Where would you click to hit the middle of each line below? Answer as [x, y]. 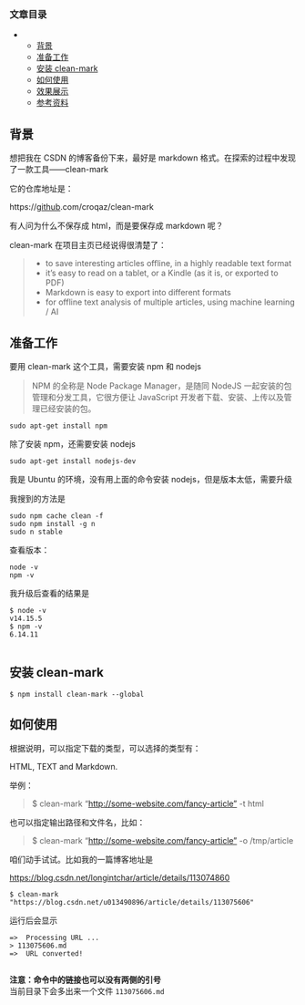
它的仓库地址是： [41, 189]
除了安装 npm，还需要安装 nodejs [73, 443]
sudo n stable [36, 532]
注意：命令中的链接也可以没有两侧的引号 [85, 979]
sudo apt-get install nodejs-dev [73, 461]
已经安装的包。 [68, 409]
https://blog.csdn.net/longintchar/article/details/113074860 [120, 877]
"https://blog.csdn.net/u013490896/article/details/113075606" [132, 902]
